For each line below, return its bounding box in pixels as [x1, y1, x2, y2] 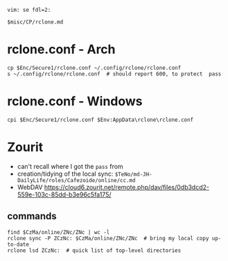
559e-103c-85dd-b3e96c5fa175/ [17, 190, 112, 199]
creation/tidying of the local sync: [17, 170, 114, 178]
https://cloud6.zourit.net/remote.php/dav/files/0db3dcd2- [44, 183, 210, 191]
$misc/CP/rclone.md [7, 19, 64, 26]
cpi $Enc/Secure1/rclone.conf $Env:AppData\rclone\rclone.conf [7, 116, 194, 123]
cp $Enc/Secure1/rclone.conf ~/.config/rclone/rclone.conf [7, 64, 182, 71]
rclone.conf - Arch [7, 42, 116, 57]
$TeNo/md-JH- [114, 170, 152, 178]
